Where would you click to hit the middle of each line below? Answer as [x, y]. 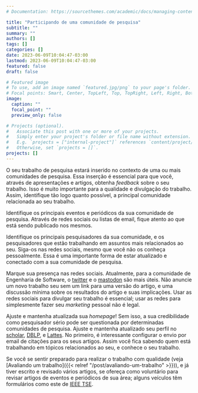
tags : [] [17, 44]
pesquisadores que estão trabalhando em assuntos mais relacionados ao [95, 243]
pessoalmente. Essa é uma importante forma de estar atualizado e [87, 256]
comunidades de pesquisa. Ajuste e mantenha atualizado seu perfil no [91, 329]
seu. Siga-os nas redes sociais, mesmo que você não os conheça [86, 249]
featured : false [26, 66]
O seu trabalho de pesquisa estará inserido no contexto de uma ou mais [93, 170]
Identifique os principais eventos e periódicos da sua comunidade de [90, 212]
